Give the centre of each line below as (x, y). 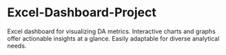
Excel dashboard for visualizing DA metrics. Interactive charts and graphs (111, 31)
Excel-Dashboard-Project (82, 13)
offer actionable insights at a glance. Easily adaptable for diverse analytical (113, 38)
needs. (17, 45)
